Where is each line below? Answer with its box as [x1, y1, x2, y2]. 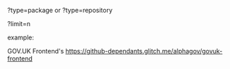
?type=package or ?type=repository [7, 6, 113, 14]
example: [7, 33, 34, 42]
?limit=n [7, 20, 30, 27]
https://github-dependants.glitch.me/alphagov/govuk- [65, 47, 223, 55]
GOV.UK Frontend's [7, 47, 64, 55]
